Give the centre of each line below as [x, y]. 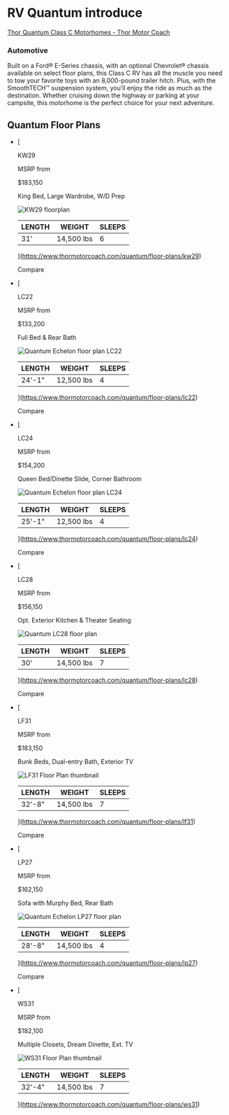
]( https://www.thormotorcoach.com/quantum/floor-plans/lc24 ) [108, 539]
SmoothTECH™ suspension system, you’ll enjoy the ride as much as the [110, 88]
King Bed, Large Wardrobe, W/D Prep [71, 196]
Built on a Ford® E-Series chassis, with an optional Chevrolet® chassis [108, 66]
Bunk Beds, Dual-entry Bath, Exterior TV [75, 762]
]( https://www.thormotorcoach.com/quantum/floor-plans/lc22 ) [108, 398]
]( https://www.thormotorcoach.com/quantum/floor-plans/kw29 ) [109, 256]
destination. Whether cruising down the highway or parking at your [104, 95]
